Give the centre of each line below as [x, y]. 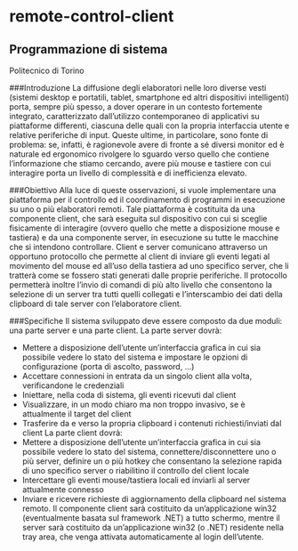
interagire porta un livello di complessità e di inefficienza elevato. [128, 173]
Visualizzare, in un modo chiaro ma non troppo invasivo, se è [134, 404]
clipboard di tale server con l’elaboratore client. [96, 304]
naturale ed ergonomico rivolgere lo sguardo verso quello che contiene [139, 154]
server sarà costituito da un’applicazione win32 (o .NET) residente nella [153, 527]
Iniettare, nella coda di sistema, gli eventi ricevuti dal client [129, 395]
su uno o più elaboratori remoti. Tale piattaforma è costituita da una [133, 209]
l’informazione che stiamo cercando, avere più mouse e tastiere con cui [140, 163]
